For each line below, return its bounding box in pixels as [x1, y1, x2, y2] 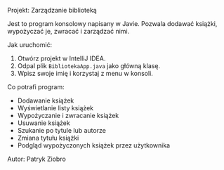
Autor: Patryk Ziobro [7, 155, 67, 163]
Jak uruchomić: [7, 41, 53, 48]
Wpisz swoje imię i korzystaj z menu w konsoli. [17, 70, 153, 77]
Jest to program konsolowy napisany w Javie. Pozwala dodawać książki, [7, 20, 218, 27]
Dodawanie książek [17, 96, 74, 105]
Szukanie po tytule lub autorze [17, 126, 107, 134]
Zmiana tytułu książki [17, 133, 79, 142]
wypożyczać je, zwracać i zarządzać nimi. [7, 27, 130, 35]
